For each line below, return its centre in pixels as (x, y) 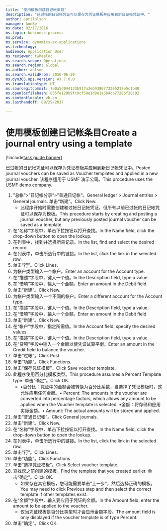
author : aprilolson (26, 19)
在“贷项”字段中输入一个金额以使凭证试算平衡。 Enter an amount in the (83, 344)
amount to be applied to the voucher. (51, 506)
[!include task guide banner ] (34, 158)
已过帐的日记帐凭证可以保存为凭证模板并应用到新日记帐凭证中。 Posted (78, 168)
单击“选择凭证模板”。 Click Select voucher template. (66, 465)
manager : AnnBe (21, 24)
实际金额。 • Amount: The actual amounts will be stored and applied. (90, 411)
